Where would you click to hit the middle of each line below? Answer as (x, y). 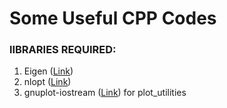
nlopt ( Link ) (47, 82)
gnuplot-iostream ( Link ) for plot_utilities (105, 93)
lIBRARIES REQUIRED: (63, 50)
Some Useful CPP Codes (113, 18)
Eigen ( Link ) (48, 71)
